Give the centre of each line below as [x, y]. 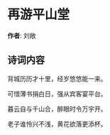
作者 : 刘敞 [22, 36]
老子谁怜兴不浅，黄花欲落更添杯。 [57, 124]
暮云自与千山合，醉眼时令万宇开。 [57, 109]
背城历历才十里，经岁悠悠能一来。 [57, 78]
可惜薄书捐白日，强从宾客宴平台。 [57, 94]
